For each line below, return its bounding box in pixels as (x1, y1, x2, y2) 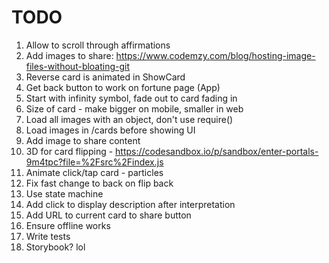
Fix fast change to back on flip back (25, 177, 174, 189)
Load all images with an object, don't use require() (25, 113, 234, 125)
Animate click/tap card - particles (25, 166, 164, 178)
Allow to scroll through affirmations (25, 39, 171, 51)
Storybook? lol (25, 241, 86, 253)
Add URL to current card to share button (25, 209, 192, 221)
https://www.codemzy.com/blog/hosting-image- (115, 49, 316, 61)
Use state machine (25, 187, 104, 200)
